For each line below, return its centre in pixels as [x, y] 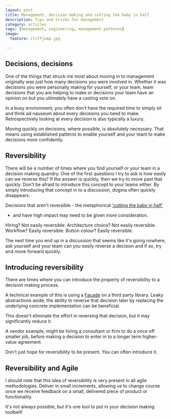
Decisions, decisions [39, 64]
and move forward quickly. [33, 251]
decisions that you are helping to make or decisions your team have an [80, 92]
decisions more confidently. [34, 139]
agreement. [30, 342]
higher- [150, 337]
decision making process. [32, 285]
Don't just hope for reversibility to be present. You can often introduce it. [81, 352]
